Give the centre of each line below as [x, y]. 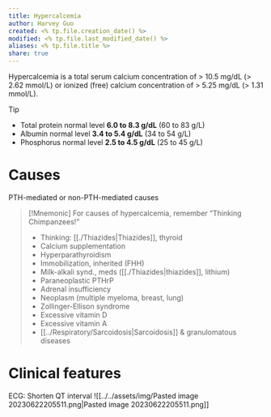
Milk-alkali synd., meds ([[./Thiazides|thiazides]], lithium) [135, 271]
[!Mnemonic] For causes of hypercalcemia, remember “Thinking [135, 213]
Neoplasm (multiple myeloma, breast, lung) [112, 297]
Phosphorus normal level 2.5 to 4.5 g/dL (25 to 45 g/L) [112, 142]
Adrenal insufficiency [76, 289]
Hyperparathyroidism [76, 254]
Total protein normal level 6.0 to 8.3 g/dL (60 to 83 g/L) [112, 125]
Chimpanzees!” [54, 221]
